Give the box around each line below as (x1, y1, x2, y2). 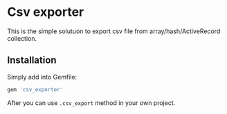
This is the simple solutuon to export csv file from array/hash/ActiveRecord (7, 27, 221, 35)
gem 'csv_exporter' (7, 86, 64, 93)
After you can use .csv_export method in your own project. (7, 98, 176, 107)
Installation (7, 55, 57, 66)
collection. (7, 34, 37, 42)
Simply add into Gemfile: (7, 73, 78, 81)
